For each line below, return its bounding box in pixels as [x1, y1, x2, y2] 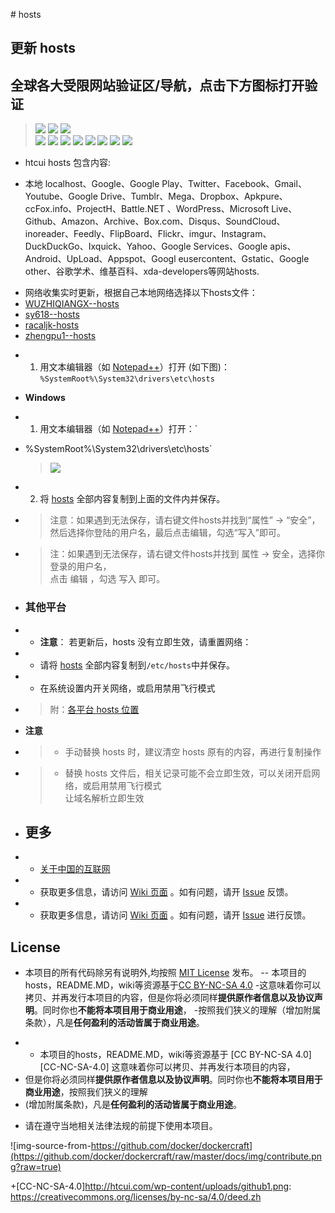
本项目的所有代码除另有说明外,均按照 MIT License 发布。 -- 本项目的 [24, 967, 307, 979]
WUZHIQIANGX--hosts [24, 298, 120, 310]
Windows [24, 392, 66, 404]
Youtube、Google [24, 190, 98, 203]
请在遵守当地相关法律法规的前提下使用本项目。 [24, 1120, 218, 1132]
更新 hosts [10, 40, 76, 57]
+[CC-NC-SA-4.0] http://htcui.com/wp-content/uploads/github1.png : [10, 1180, 292, 1193]
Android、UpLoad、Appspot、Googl [24, 253, 177, 265]
